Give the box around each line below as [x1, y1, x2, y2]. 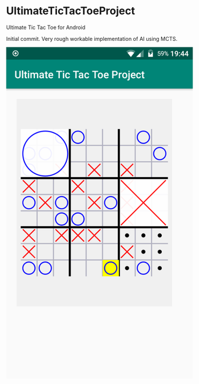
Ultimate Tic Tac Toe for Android [6, 24, 86, 31]
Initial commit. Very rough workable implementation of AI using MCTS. [6, 35, 178, 42]
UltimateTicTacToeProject [6, 4, 135, 18]
